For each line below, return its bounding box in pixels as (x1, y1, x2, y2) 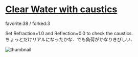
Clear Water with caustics (5, 4, 118, 15)
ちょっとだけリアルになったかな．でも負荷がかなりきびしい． (5, 36, 135, 42)
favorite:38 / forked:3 (5, 20, 50, 26)
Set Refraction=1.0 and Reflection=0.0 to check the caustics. (5, 30, 133, 36)
